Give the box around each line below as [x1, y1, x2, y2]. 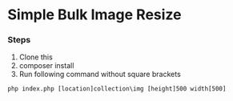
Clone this [18, 52, 53, 62]
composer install [18, 61, 74, 71]
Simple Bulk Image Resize [7, 6, 182, 24]
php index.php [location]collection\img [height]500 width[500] [7, 85, 227, 93]
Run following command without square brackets [18, 70, 181, 79]
